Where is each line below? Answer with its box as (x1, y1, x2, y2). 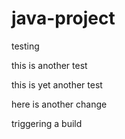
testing (11, 40, 40, 52)
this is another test (11, 59, 88, 71)
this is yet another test (11, 78, 103, 91)
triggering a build (11, 117, 83, 129)
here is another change (11, 98, 108, 110)
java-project (11, 7, 116, 30)
